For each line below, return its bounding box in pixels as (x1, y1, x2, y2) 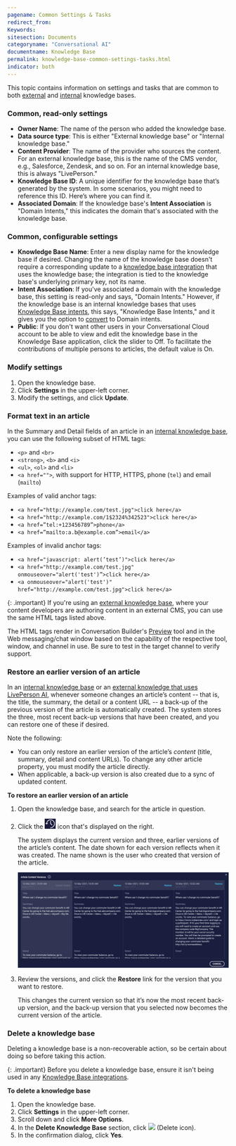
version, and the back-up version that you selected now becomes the (27, 1003, 228, 1012)
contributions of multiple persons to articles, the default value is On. (17, 345, 214, 353)
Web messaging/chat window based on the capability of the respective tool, (7, 634, 228, 643)
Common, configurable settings (7, 231, 118, 241)
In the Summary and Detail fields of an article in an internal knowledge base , (7, 426, 228, 435)
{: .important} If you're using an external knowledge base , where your (7, 598, 209, 606)
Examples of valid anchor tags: (7, 491, 97, 499)
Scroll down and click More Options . (17, 1115, 124, 1123)
